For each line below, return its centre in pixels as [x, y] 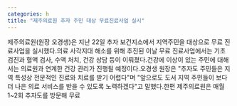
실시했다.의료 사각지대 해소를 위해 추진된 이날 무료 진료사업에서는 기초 [129, 51]
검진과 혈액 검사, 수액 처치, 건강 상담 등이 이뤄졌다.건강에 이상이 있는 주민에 [111, 59]
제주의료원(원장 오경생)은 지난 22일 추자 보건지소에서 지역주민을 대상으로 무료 [115, 42]
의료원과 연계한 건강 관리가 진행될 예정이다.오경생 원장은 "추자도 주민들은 [121, 68]
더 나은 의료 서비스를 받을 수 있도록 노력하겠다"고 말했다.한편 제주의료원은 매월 [116, 86]
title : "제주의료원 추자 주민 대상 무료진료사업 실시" [76, 21]
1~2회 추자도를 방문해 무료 [44, 95]
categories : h [28, 14]
